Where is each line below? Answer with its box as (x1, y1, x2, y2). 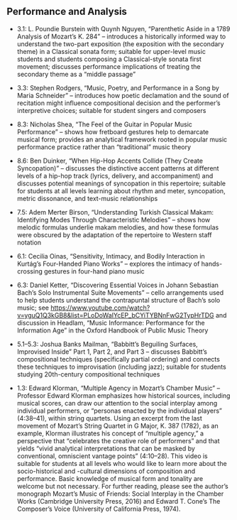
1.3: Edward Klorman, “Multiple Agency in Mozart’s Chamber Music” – (16, 384, 221, 392)
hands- (201, 259, 223, 268)
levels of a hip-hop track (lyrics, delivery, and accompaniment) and (16, 171, 214, 180)
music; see (16, 303, 49, 312)
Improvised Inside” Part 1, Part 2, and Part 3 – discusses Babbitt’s (16, 347, 207, 356)
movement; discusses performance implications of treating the (16, 62, 201, 70)
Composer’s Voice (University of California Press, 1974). (16, 504, 181, 513)
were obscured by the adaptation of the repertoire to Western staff (16, 230, 212, 239)
